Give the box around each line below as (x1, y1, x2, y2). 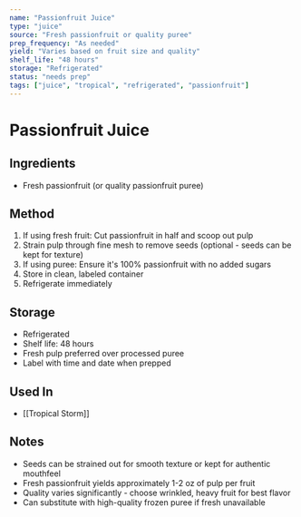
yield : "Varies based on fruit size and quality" (9, 47, 201, 56)
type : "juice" (9, 22, 63, 31)
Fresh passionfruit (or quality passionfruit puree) (22, 180, 204, 190)
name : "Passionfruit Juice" (9, 13, 116, 23)
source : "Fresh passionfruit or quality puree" (9, 30, 193, 39)
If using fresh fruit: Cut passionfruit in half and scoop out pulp (22, 230, 254, 241)
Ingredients (9, 156, 76, 171)
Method (9, 206, 55, 222)
